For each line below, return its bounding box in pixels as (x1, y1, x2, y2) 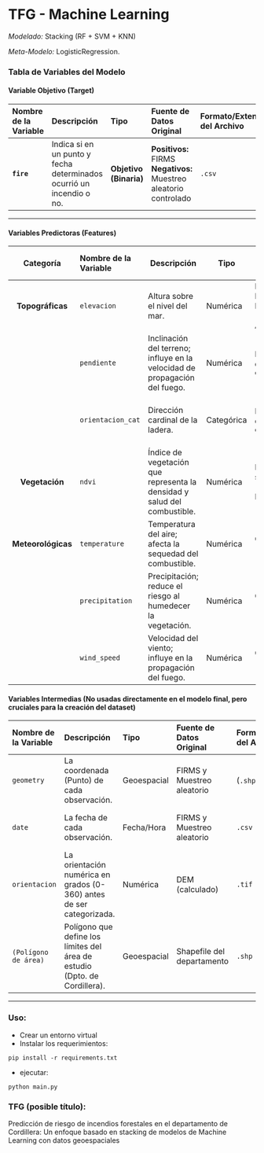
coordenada (64, 765, 109, 776)
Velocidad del (148, 633, 199, 644)
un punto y (51, 149, 92, 160)
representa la (148, 477, 197, 488)
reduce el (148, 580, 183, 591)
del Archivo (200, 120, 245, 131)
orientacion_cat (79, 415, 141, 425)
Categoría (23, 258, 61, 269)
